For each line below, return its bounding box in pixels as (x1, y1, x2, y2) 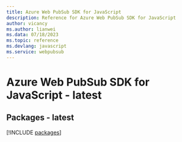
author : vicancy (6, 20, 48, 26)
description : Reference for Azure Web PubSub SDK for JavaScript (6, 15, 176, 21)
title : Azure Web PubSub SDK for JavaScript (6, 9, 122, 15)
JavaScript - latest (6, 88, 102, 102)
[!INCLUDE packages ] (6, 129, 62, 136)
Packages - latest (6, 113, 75, 123)
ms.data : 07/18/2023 (6, 32, 59, 38)
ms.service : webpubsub (6, 49, 64, 55)
